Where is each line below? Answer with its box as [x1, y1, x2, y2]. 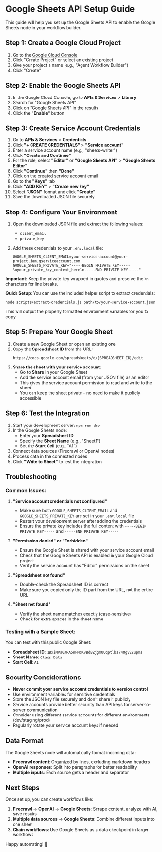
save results [12, 811, 37, 817]
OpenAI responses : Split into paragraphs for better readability [12, 764, 137, 770]
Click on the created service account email [12, 173, 98, 179]
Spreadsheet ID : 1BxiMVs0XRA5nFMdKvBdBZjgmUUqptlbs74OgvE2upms [12, 649, 143, 655]
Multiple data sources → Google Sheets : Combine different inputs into [12, 816, 155, 822]
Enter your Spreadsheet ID [19, 432, 74, 438]
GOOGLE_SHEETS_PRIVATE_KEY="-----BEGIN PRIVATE [12, 263, 111, 268]
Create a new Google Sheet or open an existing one [12, 341, 116, 347]
